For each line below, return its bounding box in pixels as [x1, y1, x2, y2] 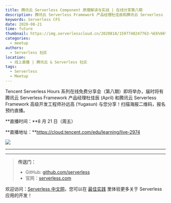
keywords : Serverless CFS [5, 17, 60, 22]
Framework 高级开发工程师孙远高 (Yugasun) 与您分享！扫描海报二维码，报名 [5, 101, 166, 107]
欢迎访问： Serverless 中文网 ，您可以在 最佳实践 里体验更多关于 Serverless [5, 186, 162, 192]
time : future [5, 26, 33, 32]
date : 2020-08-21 [5, 21, 42, 27]
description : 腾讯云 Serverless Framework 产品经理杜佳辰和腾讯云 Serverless [5, 12, 163, 17]
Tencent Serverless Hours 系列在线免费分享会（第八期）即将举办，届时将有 [5, 88, 164, 94]
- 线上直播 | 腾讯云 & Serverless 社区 [10, 60, 88, 65]
